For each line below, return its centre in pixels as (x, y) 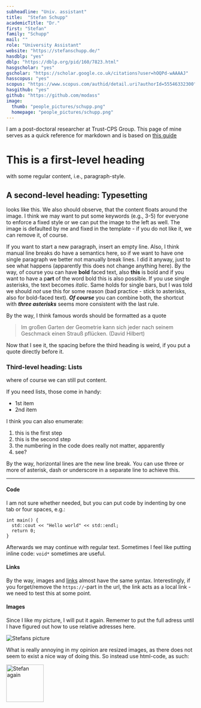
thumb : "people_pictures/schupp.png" (59, 106)
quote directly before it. (35, 352)
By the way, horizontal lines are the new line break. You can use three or (95, 464)
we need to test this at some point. (49, 593)
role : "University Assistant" (44, 46)
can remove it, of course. (37, 235)
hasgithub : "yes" (28, 90)
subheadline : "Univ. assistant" (46, 12)
